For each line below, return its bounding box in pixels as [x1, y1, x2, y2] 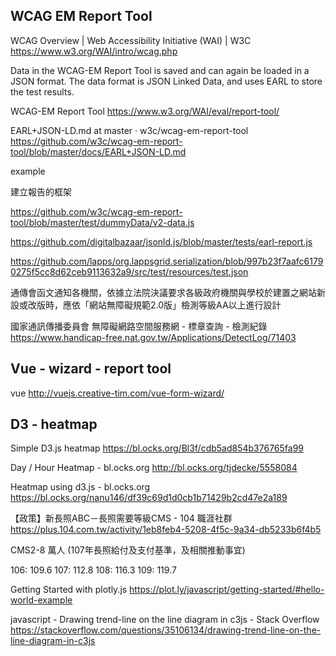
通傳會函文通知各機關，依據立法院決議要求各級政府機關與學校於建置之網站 [10, 286, 317, 298]
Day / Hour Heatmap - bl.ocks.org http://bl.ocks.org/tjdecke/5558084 [10, 462, 298, 474]
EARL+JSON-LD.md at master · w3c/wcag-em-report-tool [10, 124, 249, 136]
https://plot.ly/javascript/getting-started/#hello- [129, 584, 325, 596]
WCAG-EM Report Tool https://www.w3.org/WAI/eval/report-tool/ [10, 105, 280, 117]
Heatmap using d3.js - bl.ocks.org [10, 481, 151, 493]
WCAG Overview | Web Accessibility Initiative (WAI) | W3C [10, 34, 252, 46]
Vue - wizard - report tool [10, 360, 172, 378]
